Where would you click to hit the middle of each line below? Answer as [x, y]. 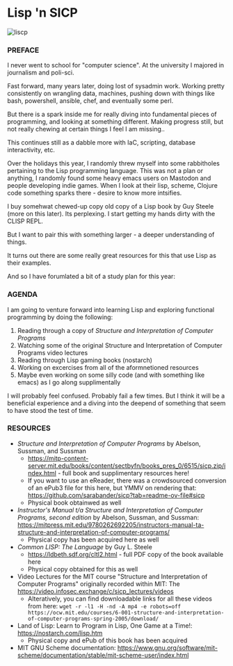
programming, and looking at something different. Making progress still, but [115, 122]
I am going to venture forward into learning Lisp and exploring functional [111, 309]
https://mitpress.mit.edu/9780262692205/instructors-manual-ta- [111, 525]
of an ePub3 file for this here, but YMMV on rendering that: [112, 487]
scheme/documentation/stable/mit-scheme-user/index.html [103, 655]
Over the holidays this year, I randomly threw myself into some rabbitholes [114, 163]
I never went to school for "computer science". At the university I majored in [116, 65]
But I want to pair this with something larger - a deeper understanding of [111, 235]
